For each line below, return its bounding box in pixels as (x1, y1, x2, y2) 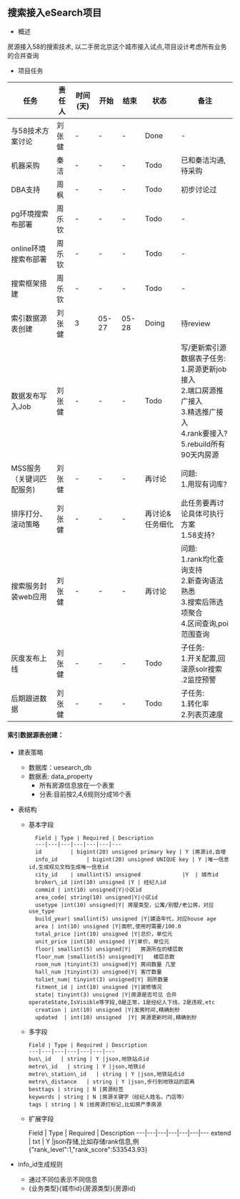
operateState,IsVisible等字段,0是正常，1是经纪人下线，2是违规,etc (28, 999, 216, 1006)
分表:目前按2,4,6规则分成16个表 (39, 790, 132, 798)
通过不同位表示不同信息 (28, 1175, 98, 1184)
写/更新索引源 (181, 342, 227, 352)
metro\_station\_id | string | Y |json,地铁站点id (28, 1070, 184, 1078)
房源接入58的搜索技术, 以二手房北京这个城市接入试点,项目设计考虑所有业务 (7, 42, 227, 51)
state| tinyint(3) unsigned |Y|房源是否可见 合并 (34, 991, 177, 998)
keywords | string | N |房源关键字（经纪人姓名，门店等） (28, 1093, 188, 1101)
